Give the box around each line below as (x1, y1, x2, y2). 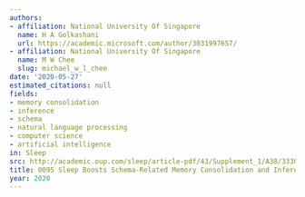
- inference (9, 106, 54, 115)
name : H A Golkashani (17, 30, 100, 39)
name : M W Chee (17, 55, 75, 64)
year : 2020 (9, 173, 51, 182)
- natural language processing (9, 123, 128, 133)
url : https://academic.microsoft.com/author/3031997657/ (17, 38, 238, 48)
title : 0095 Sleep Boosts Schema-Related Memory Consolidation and (9, 165, 271, 174)
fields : (9, 89, 39, 98)
